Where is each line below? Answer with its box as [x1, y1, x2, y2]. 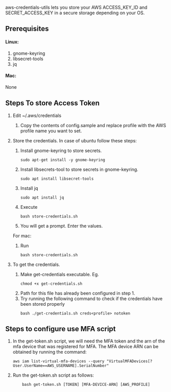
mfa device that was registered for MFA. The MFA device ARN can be [12, 344, 159, 350]
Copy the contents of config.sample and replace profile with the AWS [20, 122, 166, 128]
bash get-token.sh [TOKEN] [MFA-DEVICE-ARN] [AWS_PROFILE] [22, 382, 151, 387]
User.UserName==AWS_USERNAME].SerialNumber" [12, 363, 109, 369]
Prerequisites [5, 24, 49, 33]
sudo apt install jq [20, 195, 64, 200]
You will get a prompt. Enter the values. [20, 223, 103, 229]
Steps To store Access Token [5, 99, 100, 108]
